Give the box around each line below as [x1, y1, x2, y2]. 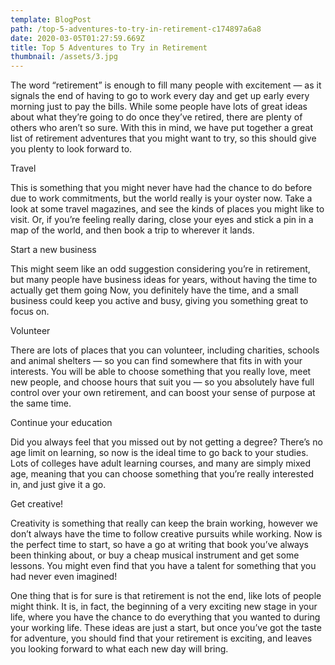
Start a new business [10, 244, 97, 256]
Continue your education [10, 417, 113, 429]
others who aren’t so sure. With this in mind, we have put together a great [10, 122, 313, 134]
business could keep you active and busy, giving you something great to [10, 295, 309, 307]
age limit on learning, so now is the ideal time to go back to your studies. [10, 447, 309, 459]
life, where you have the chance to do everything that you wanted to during [10, 611, 321, 623]
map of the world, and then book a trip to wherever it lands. [10, 224, 255, 236]
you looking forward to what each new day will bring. [10, 643, 229, 655]
